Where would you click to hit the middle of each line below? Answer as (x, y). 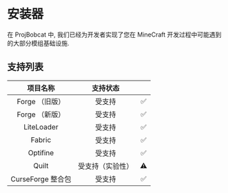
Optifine (41, 152)
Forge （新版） (41, 114)
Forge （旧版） (41, 101)
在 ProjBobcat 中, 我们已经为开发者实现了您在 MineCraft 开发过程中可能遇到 (114, 34)
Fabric (41, 140)
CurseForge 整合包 (41, 179)
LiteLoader (41, 127)
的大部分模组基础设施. (39, 43)
